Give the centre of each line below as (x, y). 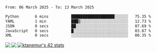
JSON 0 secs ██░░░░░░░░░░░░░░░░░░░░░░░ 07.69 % (78, 26)
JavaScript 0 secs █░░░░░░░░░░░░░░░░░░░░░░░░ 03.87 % (78, 31)
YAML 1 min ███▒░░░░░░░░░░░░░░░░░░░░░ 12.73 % (78, 21)
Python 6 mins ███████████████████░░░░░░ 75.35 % (78, 16)
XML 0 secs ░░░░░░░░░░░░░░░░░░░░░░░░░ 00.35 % (78, 36)
